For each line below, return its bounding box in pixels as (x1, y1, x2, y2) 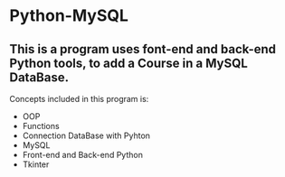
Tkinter (22, 159, 50, 170)
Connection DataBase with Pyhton (22, 130, 151, 141)
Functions (22, 121, 61, 131)
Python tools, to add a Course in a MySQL (9, 55, 249, 70)
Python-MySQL (9, 5, 129, 26)
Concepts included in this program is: (9, 94, 149, 104)
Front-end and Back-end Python (22, 150, 143, 160)
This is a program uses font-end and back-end (9, 42, 277, 57)
